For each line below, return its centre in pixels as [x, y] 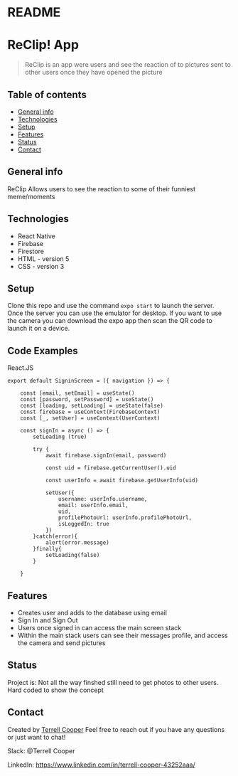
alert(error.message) [77, 543]
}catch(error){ [55, 537]
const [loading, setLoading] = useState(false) [92, 406]
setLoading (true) [60, 437]
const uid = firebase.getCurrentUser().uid [110, 468]
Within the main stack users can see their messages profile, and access [123, 635]
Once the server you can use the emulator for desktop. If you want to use [115, 313]
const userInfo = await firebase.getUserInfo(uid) [122, 481]
